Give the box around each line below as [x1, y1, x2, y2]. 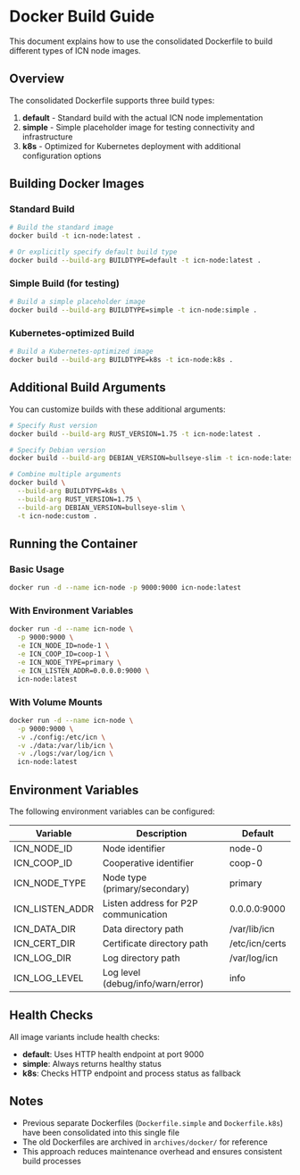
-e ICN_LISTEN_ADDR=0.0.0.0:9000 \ [17, 666, 150, 676]
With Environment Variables [9, 605, 134, 617]
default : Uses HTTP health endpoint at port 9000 [21, 1048, 204, 1060]
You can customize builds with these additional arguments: [9, 404, 226, 415]
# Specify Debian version [9, 445, 105, 455]
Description [136, 827, 187, 839]
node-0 [229, 842, 263, 854]
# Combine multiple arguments [9, 470, 122, 479]
